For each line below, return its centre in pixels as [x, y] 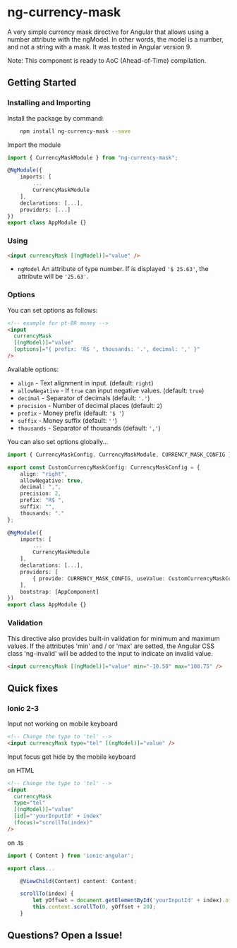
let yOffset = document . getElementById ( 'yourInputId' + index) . [129, 901]
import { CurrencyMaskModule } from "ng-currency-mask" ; [93, 157]
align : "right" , [44, 474]
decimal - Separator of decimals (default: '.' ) [84, 398]
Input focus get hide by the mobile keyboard [72, 757]
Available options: [33, 369]
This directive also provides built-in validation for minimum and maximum [114, 638]
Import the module [34, 145]
